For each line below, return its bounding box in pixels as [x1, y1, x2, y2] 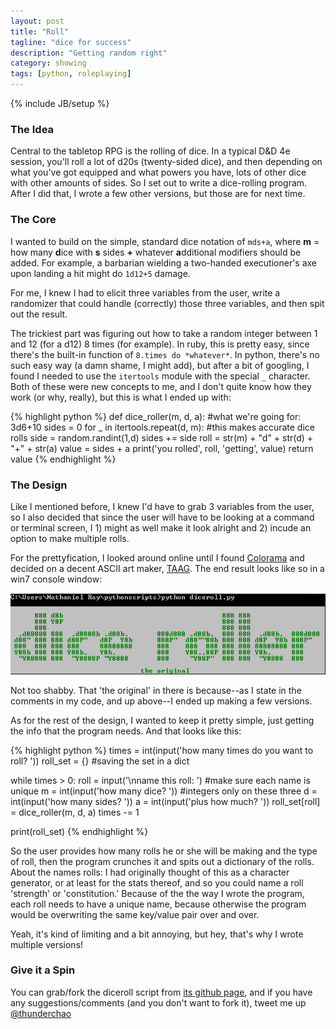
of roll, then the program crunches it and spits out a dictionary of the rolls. [10, 855, 315, 867]
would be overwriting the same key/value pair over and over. [10, 908, 260, 920]
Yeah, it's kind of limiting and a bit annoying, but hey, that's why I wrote [10, 928, 304, 940]
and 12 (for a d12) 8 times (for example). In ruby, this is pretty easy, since [10, 338, 310, 350]
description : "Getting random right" [10, 48, 168, 58]
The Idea [10, 122, 55, 136]
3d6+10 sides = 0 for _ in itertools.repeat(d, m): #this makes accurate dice [10, 421, 315, 433]
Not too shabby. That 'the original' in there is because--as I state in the [10, 684, 302, 696]
